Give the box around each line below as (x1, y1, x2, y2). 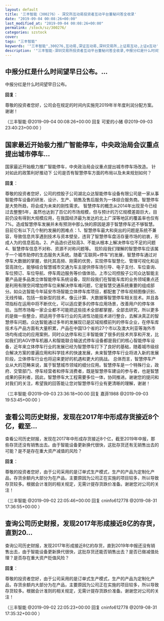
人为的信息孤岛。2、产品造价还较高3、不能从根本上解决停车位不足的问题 (9, 239, 156, 245)
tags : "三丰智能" (5, 39, 38, 44)
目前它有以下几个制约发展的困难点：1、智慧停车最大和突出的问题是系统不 (5, 227, 152, 233)
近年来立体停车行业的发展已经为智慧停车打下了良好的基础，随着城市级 (13, 344, 155, 350)
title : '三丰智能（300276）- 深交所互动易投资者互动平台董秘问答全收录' (5, 12, 137, 17)
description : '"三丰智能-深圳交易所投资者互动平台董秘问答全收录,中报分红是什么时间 (5, 48, 159, 53)
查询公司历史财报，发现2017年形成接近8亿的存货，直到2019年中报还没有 (5, 542, 151, 549)
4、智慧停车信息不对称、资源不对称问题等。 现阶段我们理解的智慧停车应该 (5, 246, 155, 252)
